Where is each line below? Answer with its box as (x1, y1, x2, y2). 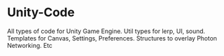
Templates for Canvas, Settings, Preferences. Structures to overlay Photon (7, 34, 217, 42)
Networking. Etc (7, 41, 53, 49)
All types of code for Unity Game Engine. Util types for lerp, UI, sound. (7, 27, 206, 35)
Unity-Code (7, 5, 75, 20)
